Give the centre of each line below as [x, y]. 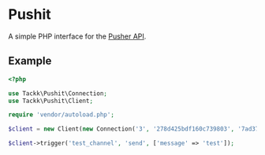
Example [30, 61]
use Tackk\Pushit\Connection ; [58, 93]
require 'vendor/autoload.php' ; [61, 115]
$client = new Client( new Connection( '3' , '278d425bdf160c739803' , [121, 129]
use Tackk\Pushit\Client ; [50, 101]
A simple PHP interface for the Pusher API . [77, 36]
